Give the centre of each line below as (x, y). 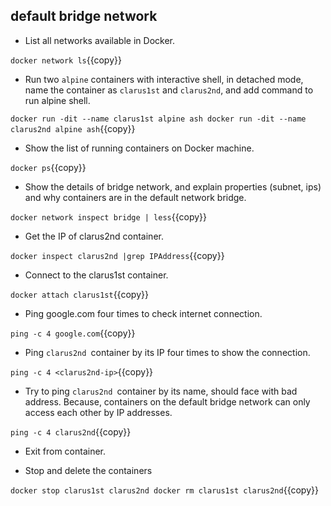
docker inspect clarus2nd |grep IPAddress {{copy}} (117, 255)
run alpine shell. (57, 100)
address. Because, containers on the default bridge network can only (167, 401)
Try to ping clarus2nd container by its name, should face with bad (161, 391)
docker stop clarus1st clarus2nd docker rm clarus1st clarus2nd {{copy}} (164, 490)
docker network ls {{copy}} (66, 60)
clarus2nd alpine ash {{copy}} (73, 128)
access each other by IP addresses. (98, 412)
